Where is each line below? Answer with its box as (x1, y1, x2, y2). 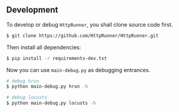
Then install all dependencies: (6, 44, 81, 51)
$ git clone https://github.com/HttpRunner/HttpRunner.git (6, 33, 159, 39)
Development (6, 5, 59, 15)
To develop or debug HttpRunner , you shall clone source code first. (6, 21, 173, 28)
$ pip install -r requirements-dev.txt (6, 55, 107, 61)
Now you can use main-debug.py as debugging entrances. (6, 66, 150, 73)
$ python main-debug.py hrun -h (6, 84, 88, 90)
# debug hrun (6, 78, 39, 84)
